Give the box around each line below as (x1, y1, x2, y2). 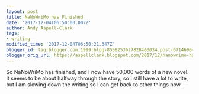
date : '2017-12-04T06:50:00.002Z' (6, 19, 92, 25)
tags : (6, 31, 20, 36)
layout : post (6, 8, 38, 15)
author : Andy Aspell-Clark (6, 25, 73, 31)
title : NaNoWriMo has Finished (6, 14, 84, 20)
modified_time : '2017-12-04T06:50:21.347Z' (6, 42, 115, 48)
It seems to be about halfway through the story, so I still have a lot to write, (6, 75, 188, 82)
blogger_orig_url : (6, 52, 52, 58)
